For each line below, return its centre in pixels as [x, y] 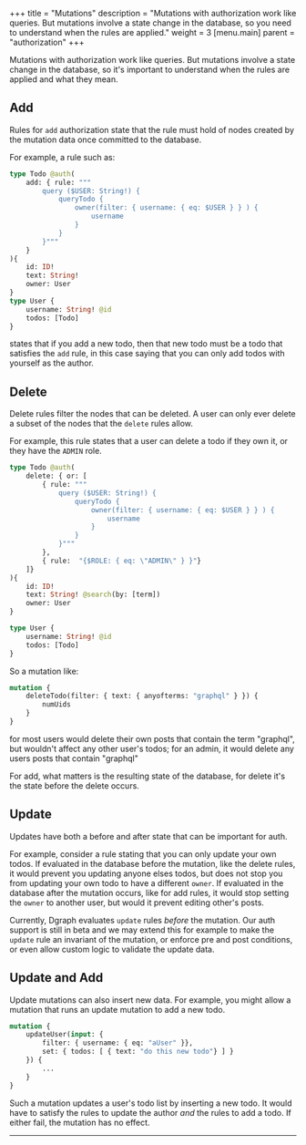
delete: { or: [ [57, 476]
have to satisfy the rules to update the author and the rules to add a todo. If [150, 1112]
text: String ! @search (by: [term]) [93, 595]
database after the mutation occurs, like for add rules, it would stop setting [149, 892]
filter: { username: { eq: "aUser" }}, [118, 1043]
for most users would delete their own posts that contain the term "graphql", [153, 738]
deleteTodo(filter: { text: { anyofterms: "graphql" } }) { [142, 696]
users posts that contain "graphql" [74, 758]
